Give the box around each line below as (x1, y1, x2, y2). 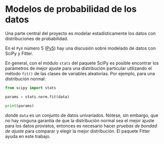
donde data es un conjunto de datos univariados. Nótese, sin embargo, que (5, 112, 159, 118)
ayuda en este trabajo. (5, 133, 51, 139)
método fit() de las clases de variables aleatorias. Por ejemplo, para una (5, 70, 155, 76)
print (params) (5, 103, 35, 108)
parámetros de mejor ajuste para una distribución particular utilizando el (5, 65, 152, 71)
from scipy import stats (5, 85, 56, 90)
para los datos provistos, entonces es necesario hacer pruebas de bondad (5, 123, 157, 129)
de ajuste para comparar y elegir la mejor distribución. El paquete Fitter (5, 128, 150, 134)
